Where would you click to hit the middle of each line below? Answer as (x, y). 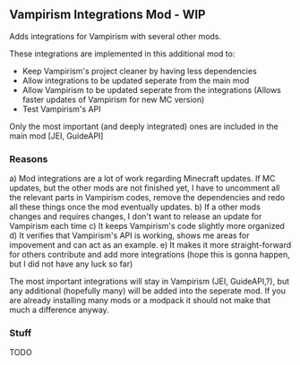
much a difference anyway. (59, 310)
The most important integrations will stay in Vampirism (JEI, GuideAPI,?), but (149, 282)
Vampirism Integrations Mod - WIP (107, 15)
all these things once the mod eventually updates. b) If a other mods (135, 207)
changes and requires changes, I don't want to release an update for (136, 216)
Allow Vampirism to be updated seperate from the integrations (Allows (152, 89)
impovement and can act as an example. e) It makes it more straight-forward (150, 245)
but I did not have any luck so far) (71, 264)
